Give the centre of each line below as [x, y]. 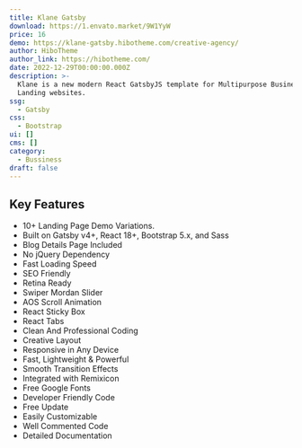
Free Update [45, 407]
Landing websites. [52, 92]
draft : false [34, 168]
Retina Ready [47, 283]
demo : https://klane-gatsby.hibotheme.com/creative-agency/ [124, 43]
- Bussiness [40, 159]
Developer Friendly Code [68, 398]
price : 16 [28, 34]
